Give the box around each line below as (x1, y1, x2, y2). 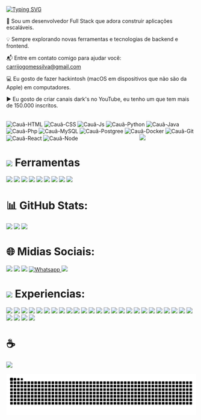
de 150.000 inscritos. (6, 102, 58, 109)
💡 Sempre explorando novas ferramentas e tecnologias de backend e (6, 36, 179, 42)
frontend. (6, 42, 29, 49)
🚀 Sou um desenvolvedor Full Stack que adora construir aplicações (6, 17, 173, 24)
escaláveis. (6, 24, 34, 31)
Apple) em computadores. (6, 84, 71, 91)
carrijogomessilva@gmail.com (6, 63, 81, 70)
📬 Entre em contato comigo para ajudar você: (6, 54, 122, 62)
